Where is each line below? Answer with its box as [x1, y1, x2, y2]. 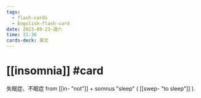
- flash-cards [12, 15, 48, 21]
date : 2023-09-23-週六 [6, 26, 63, 32]
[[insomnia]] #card [6, 64, 104, 78]
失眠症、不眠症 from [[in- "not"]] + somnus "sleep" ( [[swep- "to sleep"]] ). [6, 85, 195, 92]
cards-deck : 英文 [6, 37, 49, 43]
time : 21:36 [6, 32, 37, 38]
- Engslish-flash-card [12, 20, 70, 26]
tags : [6, 9, 20, 15]
